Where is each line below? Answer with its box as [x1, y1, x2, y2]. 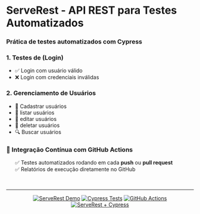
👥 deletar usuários [14, 122, 60, 129]
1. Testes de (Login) [6, 54, 64, 62]
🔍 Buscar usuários [14, 128, 61, 135]
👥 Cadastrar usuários [14, 103, 67, 110]
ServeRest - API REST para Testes [6, 4, 177, 17]
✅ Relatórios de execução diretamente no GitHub [14, 166, 136, 173]
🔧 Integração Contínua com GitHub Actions [6, 145, 133, 154]
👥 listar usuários [14, 108, 55, 116]
